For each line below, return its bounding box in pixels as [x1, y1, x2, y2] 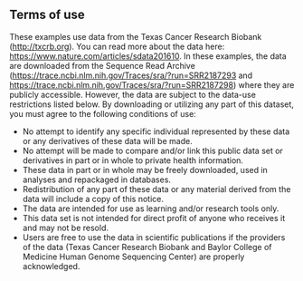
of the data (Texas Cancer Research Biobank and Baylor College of [22, 241, 272, 252]
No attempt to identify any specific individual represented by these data [22, 126, 290, 137]
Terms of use [9, 7, 86, 23]
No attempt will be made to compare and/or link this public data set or [22, 145, 283, 156]
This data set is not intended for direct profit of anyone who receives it [22, 212, 286, 223]
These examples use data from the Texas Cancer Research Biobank [9, 31, 262, 42]
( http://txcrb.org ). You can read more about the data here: [9, 41, 225, 52]
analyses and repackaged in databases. [22, 174, 172, 185]
